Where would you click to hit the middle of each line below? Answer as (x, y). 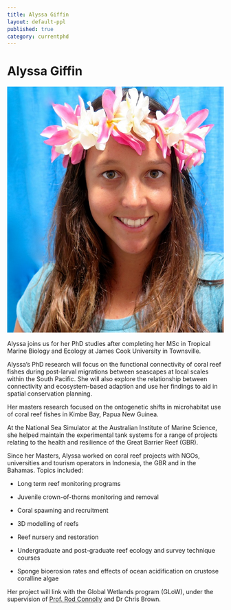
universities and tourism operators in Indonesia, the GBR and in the (102, 463)
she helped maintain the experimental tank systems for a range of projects (112, 435)
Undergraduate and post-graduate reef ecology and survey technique (116, 550)
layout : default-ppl (37, 22)
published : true (30, 29)
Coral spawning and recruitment (63, 510)
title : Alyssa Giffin (38, 14)
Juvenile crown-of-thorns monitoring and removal (88, 497)
